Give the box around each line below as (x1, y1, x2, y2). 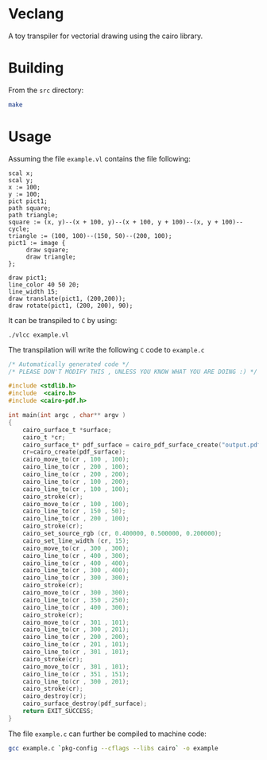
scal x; (8, 169, 34, 177)
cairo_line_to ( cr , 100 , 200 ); (22, 477, 130, 485)
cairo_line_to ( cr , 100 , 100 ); (22, 485, 130, 493)
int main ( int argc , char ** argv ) (8, 411, 126, 419)
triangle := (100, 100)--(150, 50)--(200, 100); (8, 232, 172, 240)
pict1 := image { (8, 239, 66, 247)
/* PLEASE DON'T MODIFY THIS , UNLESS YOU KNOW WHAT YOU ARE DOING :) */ (8, 368, 258, 376)
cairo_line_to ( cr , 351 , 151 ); (22, 670, 130, 678)
